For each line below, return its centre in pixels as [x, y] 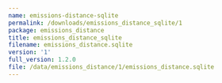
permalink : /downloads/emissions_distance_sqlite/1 [95, 23]
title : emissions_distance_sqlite [65, 38]
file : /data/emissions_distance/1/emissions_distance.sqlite [111, 67]
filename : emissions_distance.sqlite [71, 45]
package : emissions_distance [56, 30]
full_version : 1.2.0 [42, 60]
